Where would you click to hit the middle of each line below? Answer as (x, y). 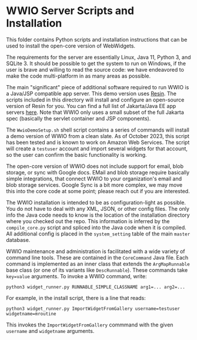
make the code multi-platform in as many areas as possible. (79, 76)
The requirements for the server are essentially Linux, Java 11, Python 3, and (98, 57)
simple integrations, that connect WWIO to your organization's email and (94, 179)
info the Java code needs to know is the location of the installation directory (98, 215)
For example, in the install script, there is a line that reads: (76, 298)
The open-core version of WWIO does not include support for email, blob (95, 166)
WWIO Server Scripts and (70, 11)
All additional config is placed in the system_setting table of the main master (98, 234)
